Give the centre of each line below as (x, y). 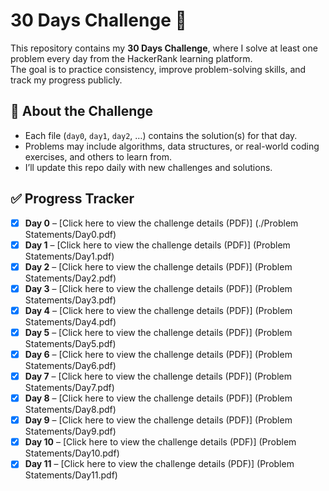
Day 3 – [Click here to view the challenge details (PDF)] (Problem (158, 288)
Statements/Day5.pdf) (70, 343)
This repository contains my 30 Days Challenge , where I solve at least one (164, 48)
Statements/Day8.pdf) (70, 410)
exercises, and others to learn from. (98, 156)
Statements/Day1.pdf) (69, 256)
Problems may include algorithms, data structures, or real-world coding (172, 146)
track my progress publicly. (66, 80)
